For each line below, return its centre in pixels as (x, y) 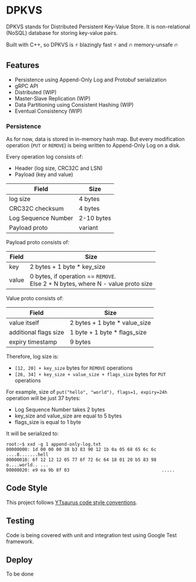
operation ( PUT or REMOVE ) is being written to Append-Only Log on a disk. (93, 146)
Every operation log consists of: (45, 157)
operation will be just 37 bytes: (43, 398)
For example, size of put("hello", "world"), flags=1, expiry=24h (87, 392)
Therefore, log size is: (32, 357)
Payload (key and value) (44, 175)
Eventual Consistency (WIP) (48, 111)
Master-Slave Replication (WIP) (52, 98)
